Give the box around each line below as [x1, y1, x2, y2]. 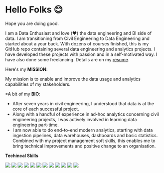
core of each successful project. [12, 106, 79, 112]
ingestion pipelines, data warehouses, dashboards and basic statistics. [12, 132, 158, 138]
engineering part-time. [12, 122, 59, 128]
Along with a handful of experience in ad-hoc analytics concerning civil [12, 111, 160, 117]
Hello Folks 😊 [5, 4, 63, 15]
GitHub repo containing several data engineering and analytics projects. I [5, 46, 156, 52]
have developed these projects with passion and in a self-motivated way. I [5, 51, 158, 57]
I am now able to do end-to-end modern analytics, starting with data [12, 127, 153, 133]
